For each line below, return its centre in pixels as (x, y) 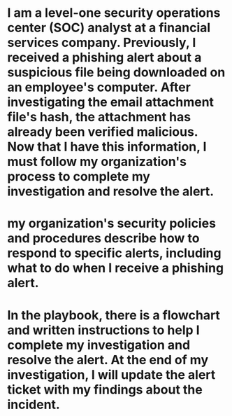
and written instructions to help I (104, 330)
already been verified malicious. (103, 132)
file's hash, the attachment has (99, 117)
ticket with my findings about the (105, 389)
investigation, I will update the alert (111, 374)
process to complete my (79, 177)
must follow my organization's (97, 162)
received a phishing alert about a (104, 58)
